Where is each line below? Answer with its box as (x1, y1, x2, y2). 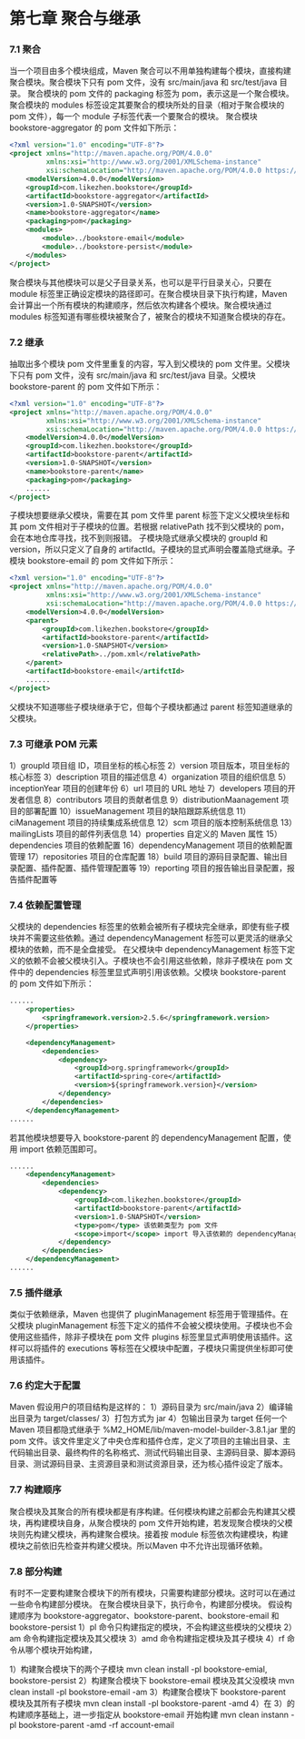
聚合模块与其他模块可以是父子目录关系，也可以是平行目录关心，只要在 (9, 277, 272, 288)
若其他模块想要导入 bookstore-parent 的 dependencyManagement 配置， (9, 1132, 284, 1143)
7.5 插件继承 (9, 1286, 63, 1298)
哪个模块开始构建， (25, 1644, 97, 1655)
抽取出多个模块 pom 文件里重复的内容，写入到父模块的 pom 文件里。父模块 (9, 358, 290, 369)
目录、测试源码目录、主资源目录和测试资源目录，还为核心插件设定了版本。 (9, 1459, 288, 1470)
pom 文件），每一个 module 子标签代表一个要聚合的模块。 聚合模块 (9, 111, 259, 122)
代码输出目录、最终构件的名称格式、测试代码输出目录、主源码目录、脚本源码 (9, 1447, 296, 1458)
